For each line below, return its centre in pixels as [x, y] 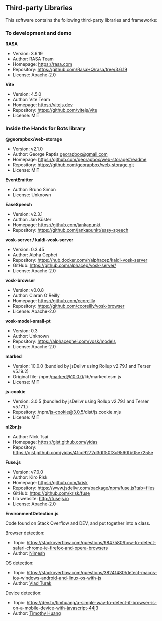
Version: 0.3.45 [28, 250]
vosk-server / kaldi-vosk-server [40, 240]
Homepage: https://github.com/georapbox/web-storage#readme [80, 160]
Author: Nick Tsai [31, 437]
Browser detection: [25, 533]
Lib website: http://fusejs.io [41, 499]
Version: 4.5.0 [27, 94]
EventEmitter [19, 180]
